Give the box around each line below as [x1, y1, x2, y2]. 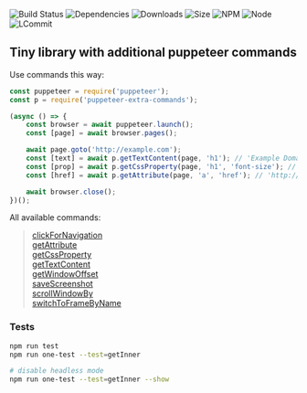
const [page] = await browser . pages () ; [26, 129, 178, 138]
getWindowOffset [31, 269, 99, 280]
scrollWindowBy [31, 288, 94, 299]
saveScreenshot [31, 279, 93, 290]
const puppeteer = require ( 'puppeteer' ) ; [9, 87, 170, 96]
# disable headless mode [9, 366, 104, 376]
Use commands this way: [9, 69, 105, 80]
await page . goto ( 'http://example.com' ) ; [26, 145, 182, 154]
